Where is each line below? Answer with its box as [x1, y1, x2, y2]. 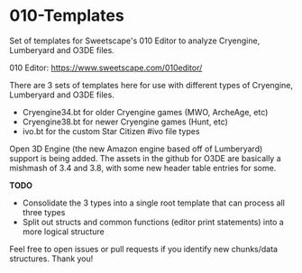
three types [22, 206, 66, 217]
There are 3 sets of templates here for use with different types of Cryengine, [9, 79, 294, 90]
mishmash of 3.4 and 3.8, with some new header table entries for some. [9, 162, 277, 173]
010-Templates [9, 5, 124, 26]
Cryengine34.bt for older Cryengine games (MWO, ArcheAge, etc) [22, 106, 269, 117]
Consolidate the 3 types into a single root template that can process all [22, 197, 286, 208]
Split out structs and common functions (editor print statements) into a [22, 216, 284, 227]
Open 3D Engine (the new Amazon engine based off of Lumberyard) [9, 143, 263, 154]
